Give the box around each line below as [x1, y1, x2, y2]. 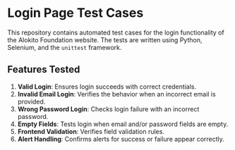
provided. [17, 97, 46, 106]
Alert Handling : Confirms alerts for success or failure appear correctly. [17, 135, 224, 143]
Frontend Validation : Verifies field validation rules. [17, 127, 164, 135]
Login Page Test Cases [7, 5, 144, 21]
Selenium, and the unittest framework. [7, 43, 122, 51]
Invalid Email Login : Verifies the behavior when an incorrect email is [17, 89, 217, 98]
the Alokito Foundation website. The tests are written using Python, [7, 35, 203, 44]
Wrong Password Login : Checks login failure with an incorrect [17, 104, 200, 113]
